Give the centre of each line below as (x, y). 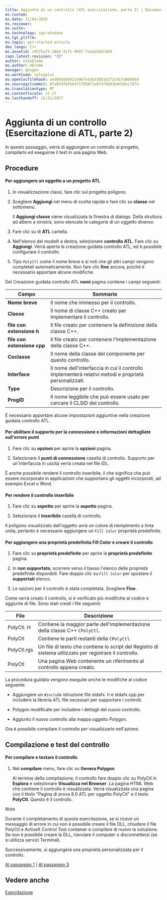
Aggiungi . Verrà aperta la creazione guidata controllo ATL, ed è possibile (87, 246)
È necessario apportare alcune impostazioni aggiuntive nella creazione (78, 415)
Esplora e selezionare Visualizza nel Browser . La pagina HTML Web (83, 783)
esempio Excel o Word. (29, 483)
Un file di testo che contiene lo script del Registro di (98, 647)
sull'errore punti (22, 437)
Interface (19, 374)
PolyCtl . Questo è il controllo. (42, 799)
